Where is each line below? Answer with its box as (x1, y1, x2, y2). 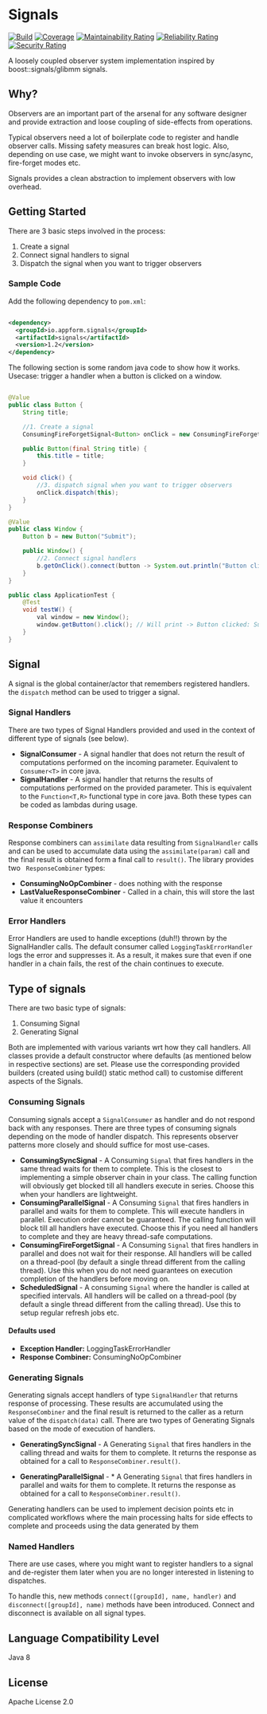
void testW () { (22, 606, 73, 614)
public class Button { (8, 401, 83, 410)
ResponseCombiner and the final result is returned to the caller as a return (8, 1407, 244, 1417)
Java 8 (8, 1653, 30, 1662)
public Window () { (22, 547, 83, 555)
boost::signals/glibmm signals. (8, 64, 108, 73)
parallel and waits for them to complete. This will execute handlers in (19, 1206, 245, 1216)
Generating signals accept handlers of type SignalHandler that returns (8, 1390, 238, 1400)
